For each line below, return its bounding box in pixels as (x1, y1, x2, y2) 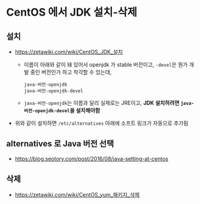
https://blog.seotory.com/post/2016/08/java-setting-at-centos (14, 155, 169, 162)
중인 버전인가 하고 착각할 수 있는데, (30, 68, 112, 76)
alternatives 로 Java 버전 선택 (6, 139, 114, 149)
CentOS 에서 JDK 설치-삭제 (6, 5, 138, 19)
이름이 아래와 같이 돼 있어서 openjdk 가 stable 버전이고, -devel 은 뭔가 (23, 61, 188, 68)
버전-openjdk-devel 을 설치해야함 (23, 107, 101, 114)
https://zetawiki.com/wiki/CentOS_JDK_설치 (14, 49, 123, 55)
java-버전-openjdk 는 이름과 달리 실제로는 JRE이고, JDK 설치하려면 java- (23, 100, 195, 106)
